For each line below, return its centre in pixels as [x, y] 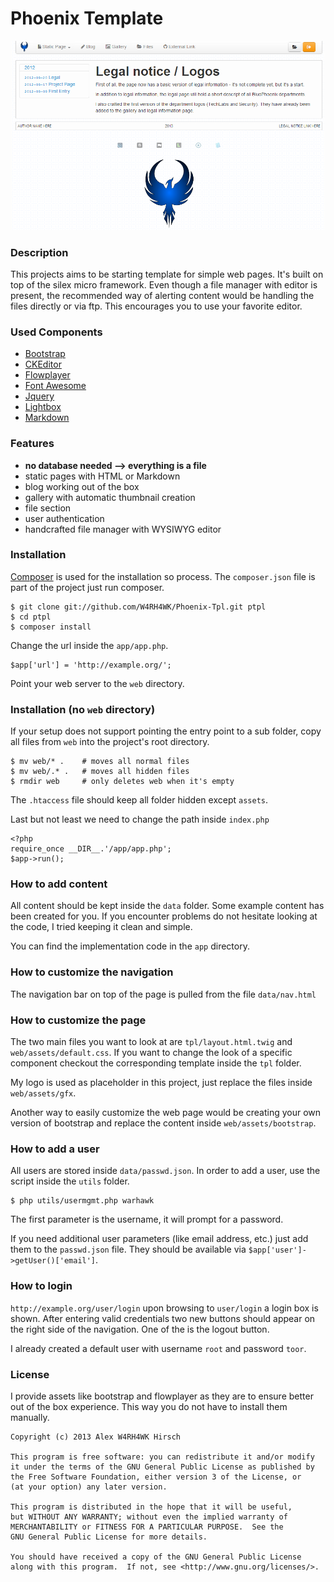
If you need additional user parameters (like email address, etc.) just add [159, 1239]
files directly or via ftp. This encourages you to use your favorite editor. [156, 306]
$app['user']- [277, 1250]
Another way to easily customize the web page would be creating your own [166, 1113]
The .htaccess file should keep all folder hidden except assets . [139, 800]
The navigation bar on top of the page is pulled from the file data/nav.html [163, 994]
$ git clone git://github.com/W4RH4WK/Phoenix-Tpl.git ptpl [138, 607]
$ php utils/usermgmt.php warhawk [82, 1201]
